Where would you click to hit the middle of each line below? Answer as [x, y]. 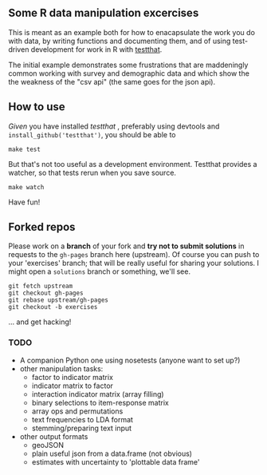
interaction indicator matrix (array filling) [98, 394]
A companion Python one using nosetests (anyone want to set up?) [130, 360]
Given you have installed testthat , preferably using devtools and [114, 126]
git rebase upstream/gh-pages [59, 300]
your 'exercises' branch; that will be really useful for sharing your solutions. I [133, 263]
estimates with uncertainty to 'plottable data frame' [116, 461]
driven [19, 49]
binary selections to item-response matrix [100, 402]
